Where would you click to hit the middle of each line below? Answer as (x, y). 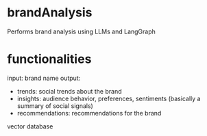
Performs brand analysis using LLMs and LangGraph (82, 31)
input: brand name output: (44, 78)
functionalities (49, 59)
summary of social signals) (55, 106)
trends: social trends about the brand (69, 91)
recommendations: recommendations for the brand (89, 113)
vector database (30, 126)
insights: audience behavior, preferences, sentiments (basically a (109, 98)
